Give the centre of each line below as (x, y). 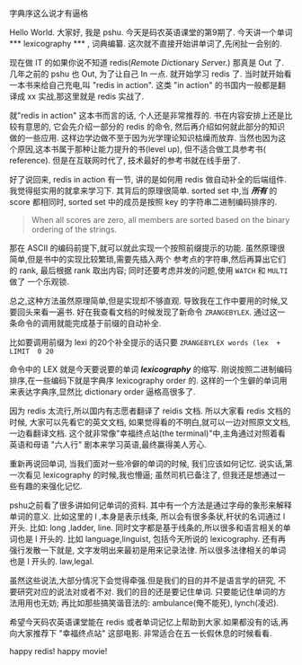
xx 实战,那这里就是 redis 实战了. (85, 96)
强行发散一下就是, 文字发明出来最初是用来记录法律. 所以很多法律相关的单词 (147, 550)
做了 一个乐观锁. (39, 282)
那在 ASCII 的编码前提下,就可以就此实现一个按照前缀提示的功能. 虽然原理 (143, 248)
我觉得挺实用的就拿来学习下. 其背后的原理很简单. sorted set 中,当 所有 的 (143, 191)
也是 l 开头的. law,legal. (52, 561)
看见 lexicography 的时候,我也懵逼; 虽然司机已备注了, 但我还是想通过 (151, 475)
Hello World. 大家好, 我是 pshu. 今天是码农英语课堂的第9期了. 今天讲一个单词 (151, 32)
